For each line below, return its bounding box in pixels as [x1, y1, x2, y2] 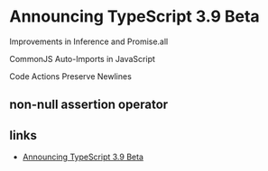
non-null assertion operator [9, 97, 169, 112]
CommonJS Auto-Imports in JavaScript [9, 53, 156, 64]
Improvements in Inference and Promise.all [9, 36, 169, 47]
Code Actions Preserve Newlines [9, 70, 133, 82]
